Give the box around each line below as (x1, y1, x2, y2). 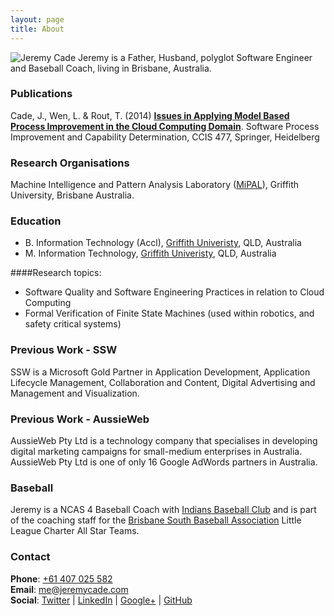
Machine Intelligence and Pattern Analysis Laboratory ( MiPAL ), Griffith (10, 179, 300, 191)
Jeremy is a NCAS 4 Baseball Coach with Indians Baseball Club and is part (10, 504, 317, 516)
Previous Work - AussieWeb (10, 412, 150, 426)
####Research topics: (10, 267, 102, 279)
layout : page (10, 14, 65, 25)
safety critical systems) (24, 318, 122, 330)
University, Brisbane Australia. (10, 189, 135, 201)
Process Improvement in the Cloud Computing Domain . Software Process (10, 120, 320, 132)
